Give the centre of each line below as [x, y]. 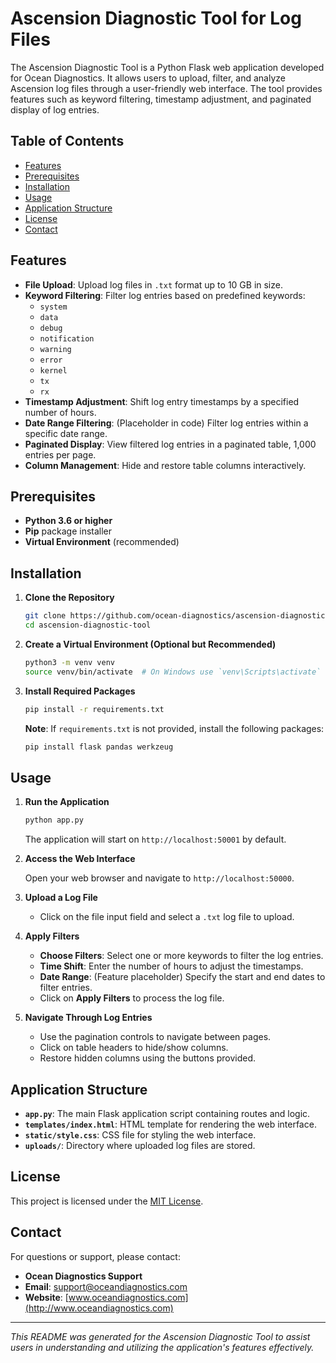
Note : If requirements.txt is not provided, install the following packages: [174, 728]
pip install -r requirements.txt [94, 709]
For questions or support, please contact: [95, 1256]
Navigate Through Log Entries [88, 1018]
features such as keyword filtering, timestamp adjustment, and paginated [161, 99]
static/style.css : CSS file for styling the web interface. [140, 1134]
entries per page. [60, 454]
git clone [45, 616]
